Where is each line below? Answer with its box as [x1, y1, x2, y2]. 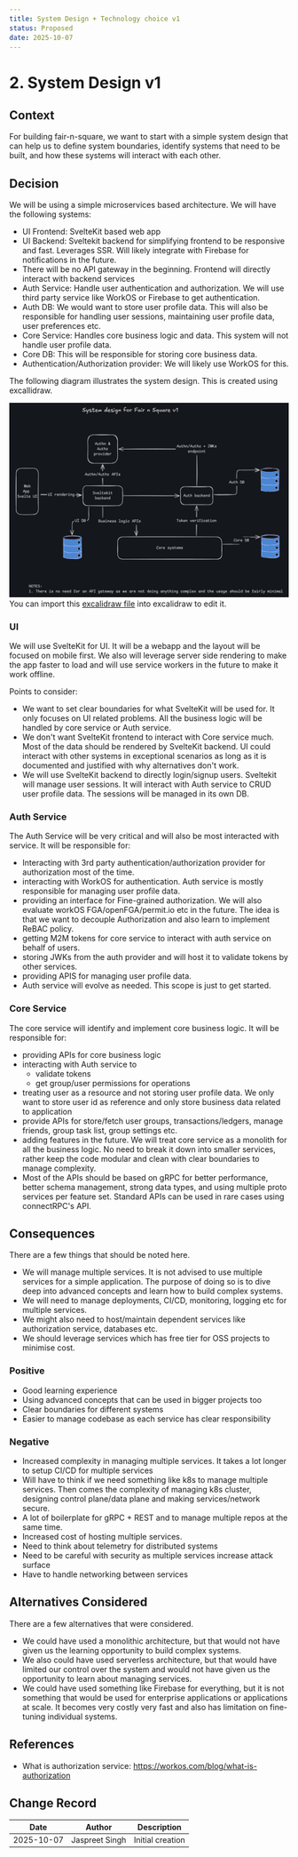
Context [9, 108, 55, 123]
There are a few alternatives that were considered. [9, 1618, 193, 1629]
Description [137, 1821, 182, 1832]
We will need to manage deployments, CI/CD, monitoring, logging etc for [21, 1295, 287, 1306]
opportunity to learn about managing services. [21, 1673, 192, 1684]
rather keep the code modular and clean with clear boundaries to [21, 1153, 260, 1164]
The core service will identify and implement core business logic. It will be [9, 1022, 279, 1033]
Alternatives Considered [9, 1595, 148, 1610]
